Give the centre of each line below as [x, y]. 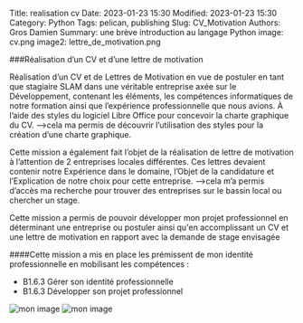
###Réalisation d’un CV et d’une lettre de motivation [106, 59]
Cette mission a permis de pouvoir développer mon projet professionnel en [149, 218]
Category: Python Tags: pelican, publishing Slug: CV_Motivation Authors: [145, 23]
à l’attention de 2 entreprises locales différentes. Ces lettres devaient [137, 161]
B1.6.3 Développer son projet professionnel [103, 291]
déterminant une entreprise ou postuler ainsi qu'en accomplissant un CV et [149, 227]
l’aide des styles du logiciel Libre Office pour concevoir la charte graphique [149, 115]
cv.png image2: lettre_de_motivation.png [85, 42]
